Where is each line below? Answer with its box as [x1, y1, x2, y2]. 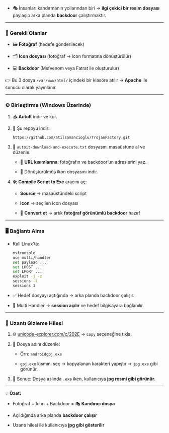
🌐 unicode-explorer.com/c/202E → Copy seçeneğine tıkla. [12, 331, 132, 337]
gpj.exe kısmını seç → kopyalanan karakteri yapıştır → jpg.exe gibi [20, 360, 158, 367]
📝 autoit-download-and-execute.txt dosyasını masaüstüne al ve [12, 143, 145, 150]
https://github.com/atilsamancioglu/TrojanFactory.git [12, 135, 130, 140]
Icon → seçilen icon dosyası [20, 200, 78, 206]
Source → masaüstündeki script [20, 190, 87, 196]
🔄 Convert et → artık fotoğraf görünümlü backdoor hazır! [20, 209, 140, 216]
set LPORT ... [12, 269, 42, 274]
